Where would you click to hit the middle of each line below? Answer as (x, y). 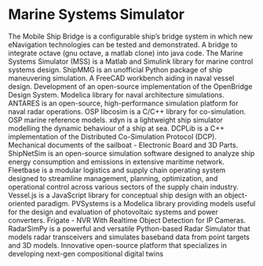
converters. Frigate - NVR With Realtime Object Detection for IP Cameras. (127, 220)
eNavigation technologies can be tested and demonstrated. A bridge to (123, 44)
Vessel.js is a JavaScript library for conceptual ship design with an (115, 195)
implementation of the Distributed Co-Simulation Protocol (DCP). (113, 136)
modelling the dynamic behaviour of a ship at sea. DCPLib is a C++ (117, 128)
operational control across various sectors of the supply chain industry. (124, 187)
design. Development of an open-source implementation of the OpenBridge (130, 86)
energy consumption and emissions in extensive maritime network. (117, 161)
